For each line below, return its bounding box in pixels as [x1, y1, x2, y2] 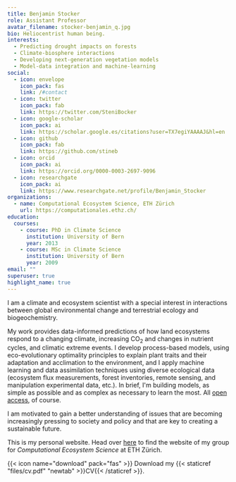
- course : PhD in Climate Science [20, 226, 121, 233]
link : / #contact [20, 89, 68, 96]
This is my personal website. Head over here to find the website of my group [7, 438, 230, 447]
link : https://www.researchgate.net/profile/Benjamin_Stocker [20, 187, 206, 194]
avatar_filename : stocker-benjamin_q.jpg [7, 23, 131, 30]
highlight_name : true [7, 279, 71, 286]
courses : [13, 220, 39, 227]
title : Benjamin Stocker [7, 10, 80, 18]
